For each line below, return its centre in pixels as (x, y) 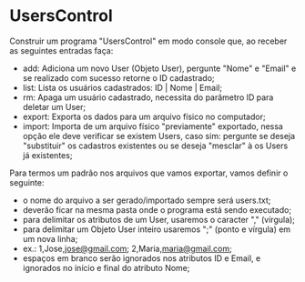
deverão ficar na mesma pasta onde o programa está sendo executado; (157, 209)
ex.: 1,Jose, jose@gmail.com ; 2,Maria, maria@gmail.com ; (127, 248)
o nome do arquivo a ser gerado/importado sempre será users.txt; (147, 200)
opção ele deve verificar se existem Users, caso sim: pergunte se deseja (159, 136)
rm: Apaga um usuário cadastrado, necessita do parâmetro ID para (148, 97)
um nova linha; (50, 238)
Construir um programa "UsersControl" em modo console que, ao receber (148, 41)
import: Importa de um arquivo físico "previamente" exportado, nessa (153, 126)
